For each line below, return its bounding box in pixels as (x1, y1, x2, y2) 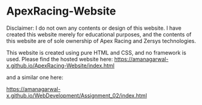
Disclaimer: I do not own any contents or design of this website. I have (6, 24, 182, 32)
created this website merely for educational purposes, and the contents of (6, 30, 192, 38)
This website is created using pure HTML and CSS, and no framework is (6, 49, 187, 56)
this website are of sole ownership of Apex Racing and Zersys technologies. (6, 37, 197, 44)
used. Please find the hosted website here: (6, 55, 113, 63)
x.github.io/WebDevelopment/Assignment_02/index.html (6, 92, 147, 99)
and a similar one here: (6, 73, 64, 81)
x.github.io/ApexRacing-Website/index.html (6, 62, 115, 69)
